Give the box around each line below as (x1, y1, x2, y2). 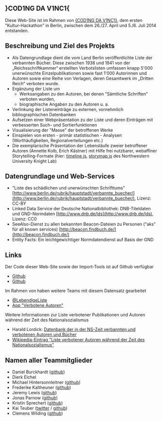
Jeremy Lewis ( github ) (12, 390, 57, 396)
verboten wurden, (19, 96, 55, 102)
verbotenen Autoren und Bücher (12, 331, 77, 338)
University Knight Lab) (12, 158, 57, 164)
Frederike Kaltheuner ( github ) (12, 384, 71, 390)
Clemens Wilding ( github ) (12, 410, 63, 416)
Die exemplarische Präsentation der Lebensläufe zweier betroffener (12, 143, 148, 148)
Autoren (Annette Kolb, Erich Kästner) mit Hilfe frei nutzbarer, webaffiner (12, 147, 157, 153)
